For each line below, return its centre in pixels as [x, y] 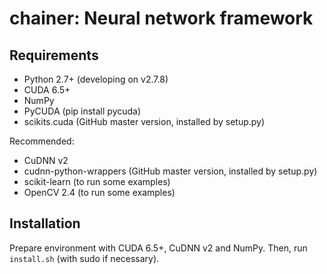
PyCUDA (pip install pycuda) [82, 111]
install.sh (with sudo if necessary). [84, 258]
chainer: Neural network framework [161, 18]
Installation [45, 223]
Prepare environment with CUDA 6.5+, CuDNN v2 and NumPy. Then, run [158, 248]
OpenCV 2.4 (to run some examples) [99, 192]
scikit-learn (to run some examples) [97, 181]
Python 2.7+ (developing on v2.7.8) [96, 79]
